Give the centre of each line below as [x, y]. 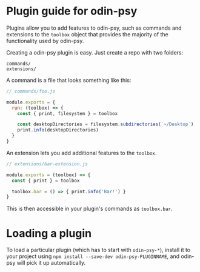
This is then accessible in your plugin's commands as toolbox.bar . [89, 209]
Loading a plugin [49, 233]
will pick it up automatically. [51, 263]
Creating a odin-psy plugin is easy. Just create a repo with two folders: [95, 52]
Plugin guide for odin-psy [72, 11]
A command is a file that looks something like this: [69, 80]
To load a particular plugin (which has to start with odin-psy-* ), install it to [98, 250]
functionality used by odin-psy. [45, 41]
